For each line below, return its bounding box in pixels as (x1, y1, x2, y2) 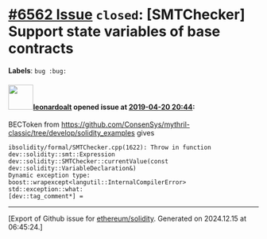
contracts (8, 40, 74, 57)
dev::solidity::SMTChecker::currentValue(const (8, 158, 169, 166)
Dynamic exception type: (8, 171, 91, 180)
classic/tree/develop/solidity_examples (8, 128, 135, 138)
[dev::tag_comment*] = (8, 193, 83, 201)
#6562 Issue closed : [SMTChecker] (8, 6, 246, 24)
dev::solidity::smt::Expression (8, 151, 115, 159)
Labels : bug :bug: (8, 65, 68, 75)
